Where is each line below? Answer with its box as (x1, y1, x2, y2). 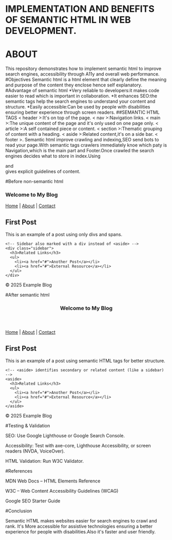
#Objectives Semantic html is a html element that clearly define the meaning (5, 77, 167, 83)
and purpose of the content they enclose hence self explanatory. (5, 82, 143, 88)
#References (5, 467, 32, 474)
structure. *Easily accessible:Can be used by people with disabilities (5, 104, 150, 110)
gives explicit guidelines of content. (5, 168, 81, 175)
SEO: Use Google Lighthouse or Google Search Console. (5, 433, 125, 439)
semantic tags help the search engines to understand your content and (5, 98, 156, 104)
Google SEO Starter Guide (5, 497, 61, 504)
